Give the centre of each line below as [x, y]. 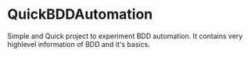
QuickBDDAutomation [80, 14]
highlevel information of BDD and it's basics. [79, 44]
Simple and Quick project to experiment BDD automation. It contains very [125, 36]
